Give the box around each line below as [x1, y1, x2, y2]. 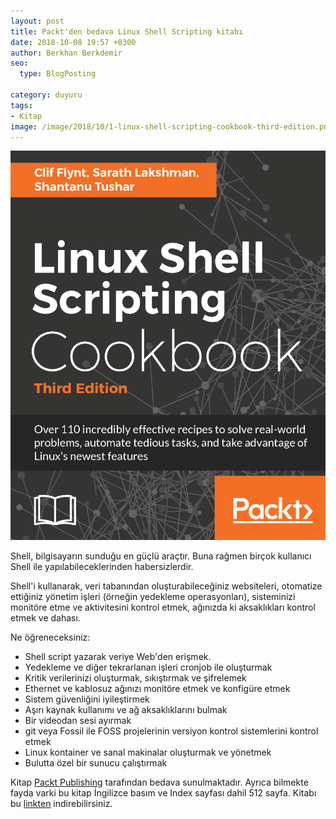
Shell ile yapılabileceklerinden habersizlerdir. [10, 560, 194, 572]
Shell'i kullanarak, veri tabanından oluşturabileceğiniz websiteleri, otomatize [10, 580, 323, 592]
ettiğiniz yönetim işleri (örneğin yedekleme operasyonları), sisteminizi [10, 590, 296, 602]
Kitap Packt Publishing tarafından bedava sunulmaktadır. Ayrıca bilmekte [10, 776, 309, 788]
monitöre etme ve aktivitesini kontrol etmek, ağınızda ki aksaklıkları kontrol [10, 601, 316, 613]
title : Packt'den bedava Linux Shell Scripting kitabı [10, 26, 244, 37]
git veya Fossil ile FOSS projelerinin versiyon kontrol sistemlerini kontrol [24, 725, 319, 737]
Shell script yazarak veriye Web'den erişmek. [24, 650, 212, 662]
